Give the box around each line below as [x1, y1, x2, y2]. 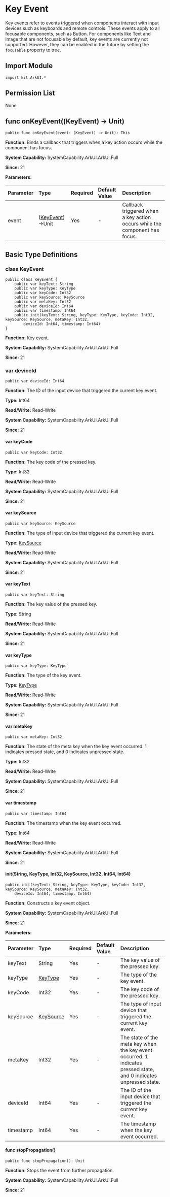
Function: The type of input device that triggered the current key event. [5, 530, 155, 536]
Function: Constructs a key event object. [5, 900, 91, 906]
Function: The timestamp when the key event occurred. [5, 820, 122, 826]
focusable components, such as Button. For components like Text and [5, 30, 151, 37]
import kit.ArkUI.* [5, 75, 47, 80]
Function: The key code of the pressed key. [5, 459, 97, 465]
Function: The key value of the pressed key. [5, 601, 98, 607]
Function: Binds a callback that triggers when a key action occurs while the [5, 139, 163, 145]
